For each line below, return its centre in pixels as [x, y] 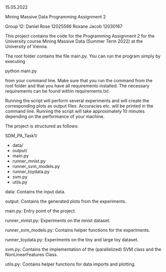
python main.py [21, 71]
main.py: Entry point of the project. [41, 211]
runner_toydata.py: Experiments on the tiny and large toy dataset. [72, 240]
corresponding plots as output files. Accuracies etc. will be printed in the [79, 106]
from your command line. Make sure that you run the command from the [79, 81]
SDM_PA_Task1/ [21, 136]
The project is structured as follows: [42, 126]
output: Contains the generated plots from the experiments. [66, 201]
